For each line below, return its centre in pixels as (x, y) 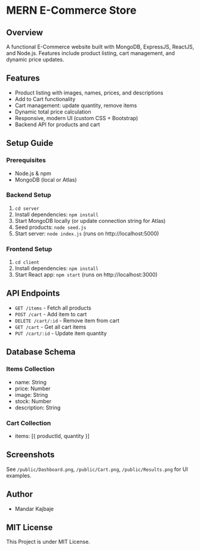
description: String (38, 408)
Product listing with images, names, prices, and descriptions (89, 93)
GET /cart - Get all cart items (50, 327)
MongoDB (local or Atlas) (46, 179)
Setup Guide (30, 143)
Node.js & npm (33, 173)
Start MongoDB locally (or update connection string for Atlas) (90, 221)
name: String (30, 382)
